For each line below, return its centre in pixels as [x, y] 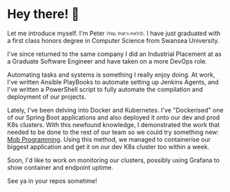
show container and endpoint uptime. [60, 167]
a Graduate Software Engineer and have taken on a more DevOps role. [107, 61]
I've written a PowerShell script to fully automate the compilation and [105, 89]
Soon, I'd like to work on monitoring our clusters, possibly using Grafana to [113, 160]
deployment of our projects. [47, 97]
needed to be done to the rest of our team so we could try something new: [113, 132]
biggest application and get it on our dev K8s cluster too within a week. [108, 146]
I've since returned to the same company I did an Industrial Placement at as [115, 54]
